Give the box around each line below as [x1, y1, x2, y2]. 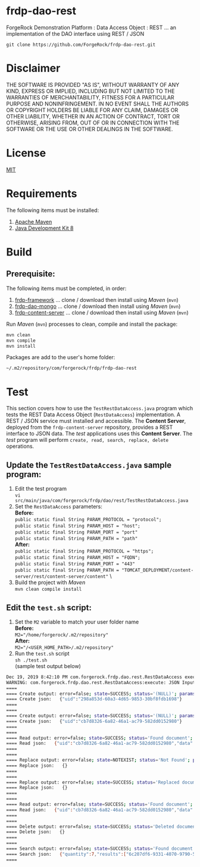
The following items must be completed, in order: [6, 285, 127, 292]
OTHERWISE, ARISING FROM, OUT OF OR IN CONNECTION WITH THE [6, 119, 180, 126]
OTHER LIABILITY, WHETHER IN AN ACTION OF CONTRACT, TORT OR [6, 113, 180, 120]
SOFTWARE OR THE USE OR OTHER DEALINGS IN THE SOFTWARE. [6, 125, 173, 132]
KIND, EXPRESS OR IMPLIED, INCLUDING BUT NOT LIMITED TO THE [6, 88, 175, 95]
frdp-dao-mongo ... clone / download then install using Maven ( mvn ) [14, 302, 181, 310]
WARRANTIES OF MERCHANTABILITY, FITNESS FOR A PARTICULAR [6, 93, 174, 101]
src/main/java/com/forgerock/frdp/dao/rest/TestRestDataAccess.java [14, 498, 189, 504]
